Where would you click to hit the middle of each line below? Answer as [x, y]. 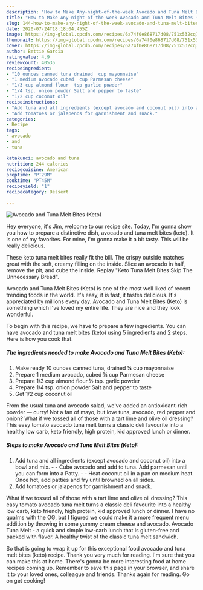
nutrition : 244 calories [37, 164]
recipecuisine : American [37, 169]
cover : [14, 46]
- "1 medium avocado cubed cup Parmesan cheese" [70, 79]
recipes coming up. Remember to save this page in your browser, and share [100, 568]
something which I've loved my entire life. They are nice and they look [93, 307]
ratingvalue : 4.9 [28, 57]
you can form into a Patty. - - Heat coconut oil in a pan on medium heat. [105, 473]
